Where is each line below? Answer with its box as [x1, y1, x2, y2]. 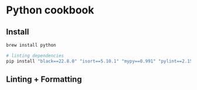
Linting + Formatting [6, 74, 82, 85]
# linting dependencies [6, 53, 64, 58]
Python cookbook [6, 4, 94, 17]
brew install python [6, 42, 57, 48]
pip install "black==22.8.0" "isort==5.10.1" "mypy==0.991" [6, 58, 157, 64]
